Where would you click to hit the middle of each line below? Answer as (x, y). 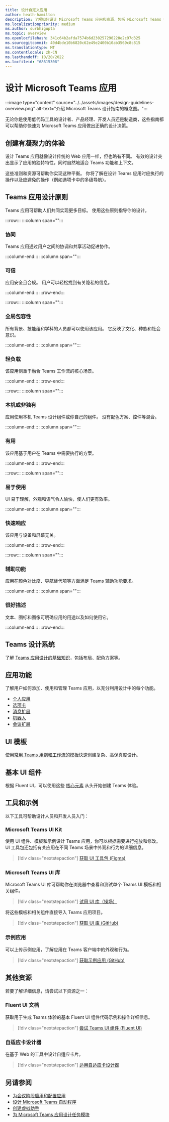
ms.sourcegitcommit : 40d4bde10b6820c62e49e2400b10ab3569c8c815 (73, 43)
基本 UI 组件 (23, 772)
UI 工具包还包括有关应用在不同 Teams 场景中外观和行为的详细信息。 (76, 847)
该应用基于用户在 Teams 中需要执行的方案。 (51, 453)
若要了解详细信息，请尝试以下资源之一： (47, 991)
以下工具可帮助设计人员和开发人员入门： (47, 816)
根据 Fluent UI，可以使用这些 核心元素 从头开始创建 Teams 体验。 (73, 786)
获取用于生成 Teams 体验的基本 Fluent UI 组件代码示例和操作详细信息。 (79, 1017)
